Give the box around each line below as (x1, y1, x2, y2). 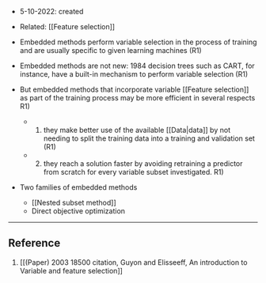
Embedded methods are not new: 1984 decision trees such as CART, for (19, 61, 255, 70)
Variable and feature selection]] (19, 266, 123, 275)
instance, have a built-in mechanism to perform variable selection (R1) (19, 70, 249, 78)
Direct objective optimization (31, 206, 125, 216)
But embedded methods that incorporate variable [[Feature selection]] (19, 85, 249, 94)
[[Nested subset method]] (31, 198, 116, 207)
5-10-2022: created (19, 7, 84, 16)
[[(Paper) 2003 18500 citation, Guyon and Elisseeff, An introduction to (19, 257, 248, 267)
